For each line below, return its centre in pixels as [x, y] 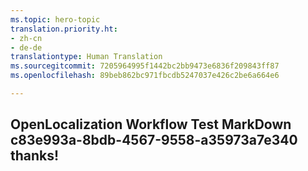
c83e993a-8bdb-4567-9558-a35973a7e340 [154, 140]
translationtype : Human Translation [86, 57]
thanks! [35, 156]
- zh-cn [26, 38]
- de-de [26, 47]
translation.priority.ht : [64, 29]
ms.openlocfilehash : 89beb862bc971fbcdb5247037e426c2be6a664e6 [145, 76]
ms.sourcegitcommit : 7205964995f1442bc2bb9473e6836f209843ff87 [145, 66]
